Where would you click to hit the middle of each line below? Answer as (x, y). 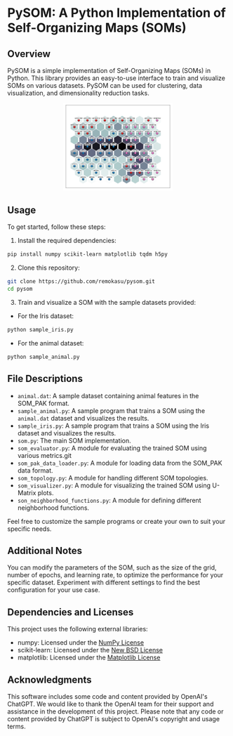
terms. (16, 727)
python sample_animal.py (44, 357)
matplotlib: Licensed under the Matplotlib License (89, 657)
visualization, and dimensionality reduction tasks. (78, 93)
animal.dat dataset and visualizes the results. (83, 418)
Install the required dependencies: (67, 241)
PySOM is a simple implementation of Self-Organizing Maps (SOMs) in (109, 71)
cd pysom (20, 289)
